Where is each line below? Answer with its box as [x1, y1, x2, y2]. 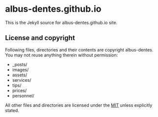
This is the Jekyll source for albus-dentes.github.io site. [5, 20, 118, 25]
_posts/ [12, 61, 27, 67]
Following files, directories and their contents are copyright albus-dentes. [5, 47, 154, 52]
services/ [12, 77, 31, 83]
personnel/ [12, 93, 34, 98]
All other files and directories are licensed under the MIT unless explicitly [5, 102, 153, 108]
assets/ [12, 72, 27, 78]
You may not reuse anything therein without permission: [5, 52, 118, 58]
